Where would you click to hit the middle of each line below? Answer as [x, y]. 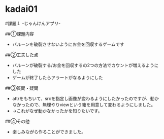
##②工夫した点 [22, 55]
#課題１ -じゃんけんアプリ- [33, 23]
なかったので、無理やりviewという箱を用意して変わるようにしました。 [84, 104]
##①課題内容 [20, 34]
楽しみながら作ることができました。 [49, 132]
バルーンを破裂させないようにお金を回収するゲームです [68, 44]
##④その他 [17, 121]
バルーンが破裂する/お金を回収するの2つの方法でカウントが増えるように [85, 65]
